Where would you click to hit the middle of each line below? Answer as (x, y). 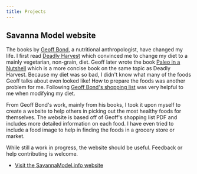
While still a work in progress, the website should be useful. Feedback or (94, 147)
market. (15, 136)
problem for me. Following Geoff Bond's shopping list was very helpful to (95, 87)
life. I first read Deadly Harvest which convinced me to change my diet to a (97, 56)
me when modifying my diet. (41, 93)
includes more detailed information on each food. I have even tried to (90, 124)
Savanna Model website (51, 36)
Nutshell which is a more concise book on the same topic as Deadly (88, 68)
